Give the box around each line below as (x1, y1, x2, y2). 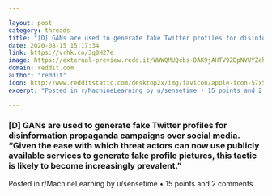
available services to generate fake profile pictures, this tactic (8, 150, 257, 161)
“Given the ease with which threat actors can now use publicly (8, 140, 260, 152)
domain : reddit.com (8, 64, 74, 73)
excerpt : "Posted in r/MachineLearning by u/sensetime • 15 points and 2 (8, 86, 263, 94)
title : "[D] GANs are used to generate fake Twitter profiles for (8, 34, 237, 42)
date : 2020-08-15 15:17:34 (8, 41, 100, 49)
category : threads (8, 26, 70, 35)
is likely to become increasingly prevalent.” (8, 161, 182, 172)
